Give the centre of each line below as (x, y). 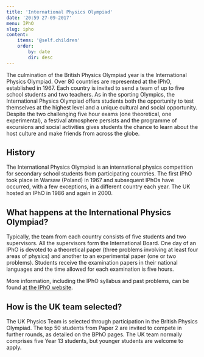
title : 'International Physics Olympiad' (60, 12)
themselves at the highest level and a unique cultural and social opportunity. (102, 107)
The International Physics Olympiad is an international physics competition (100, 167)
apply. (14, 348)
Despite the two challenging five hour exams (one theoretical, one (89, 114)
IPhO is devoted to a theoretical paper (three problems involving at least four (102, 250)
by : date (39, 52)
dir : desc (40, 57)
